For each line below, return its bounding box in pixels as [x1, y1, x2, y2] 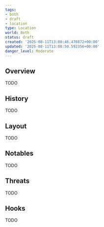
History [5, 94, 28, 103]
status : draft [5, 35, 34, 40]
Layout [5, 122, 27, 130]
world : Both [5, 30, 29, 35]
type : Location [5, 26, 36, 31]
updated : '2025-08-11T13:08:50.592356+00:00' [5, 44, 100, 49]
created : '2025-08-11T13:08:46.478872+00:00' [5, 40, 100, 45]
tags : [5, 7, 16, 12]
